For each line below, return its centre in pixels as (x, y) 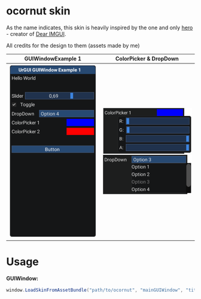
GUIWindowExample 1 (53, 59)
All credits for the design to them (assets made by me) (73, 45)
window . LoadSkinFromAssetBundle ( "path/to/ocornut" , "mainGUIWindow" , (95, 290)
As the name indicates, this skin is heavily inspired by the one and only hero (100, 28)
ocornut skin (38, 11)
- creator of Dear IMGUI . (36, 33)
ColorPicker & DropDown (147, 59)
